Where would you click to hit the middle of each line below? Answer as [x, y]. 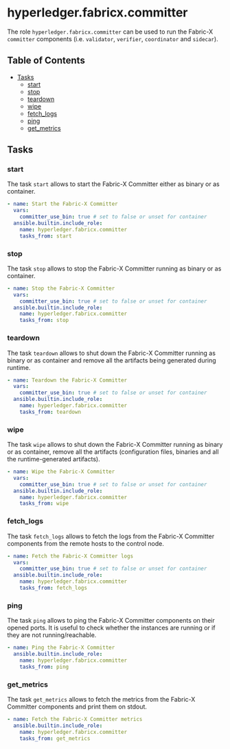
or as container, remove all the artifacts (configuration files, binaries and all [113, 452]
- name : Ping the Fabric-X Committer [61, 648]
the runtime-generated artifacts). [54, 459]
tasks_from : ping [44, 667]
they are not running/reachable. [52, 635]
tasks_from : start [46, 236]
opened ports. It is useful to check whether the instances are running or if [111, 628]
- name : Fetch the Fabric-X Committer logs [70, 556]
